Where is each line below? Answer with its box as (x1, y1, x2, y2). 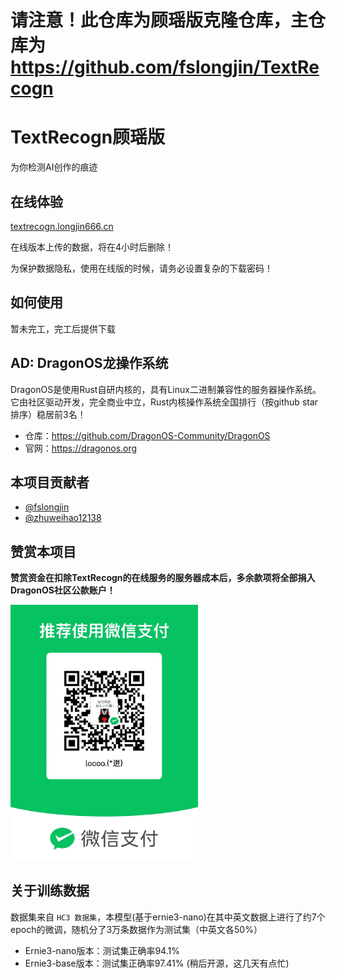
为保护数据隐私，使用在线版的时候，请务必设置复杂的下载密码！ (10, 262, 273, 274)
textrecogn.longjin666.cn (10, 220, 114, 232)
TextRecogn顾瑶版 (10, 126, 166, 149)
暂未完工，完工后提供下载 (10, 322, 116, 335)
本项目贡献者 (10, 474, 90, 491)
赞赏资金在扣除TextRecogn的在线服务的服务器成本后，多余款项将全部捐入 (10, 572, 316, 584)
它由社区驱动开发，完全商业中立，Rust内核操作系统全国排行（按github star (10, 396, 319, 408)
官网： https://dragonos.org (24, 442, 138, 454)
